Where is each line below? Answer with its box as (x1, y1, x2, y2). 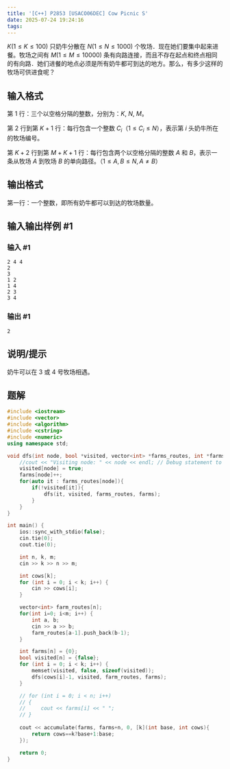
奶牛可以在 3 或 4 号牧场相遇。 (7, 367, 94, 376)
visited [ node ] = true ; (19, 465, 84, 472)
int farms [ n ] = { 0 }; (19, 648, 78, 655)
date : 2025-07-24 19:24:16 (7, 16, 84, 23)
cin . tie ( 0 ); (19, 535, 53, 542)
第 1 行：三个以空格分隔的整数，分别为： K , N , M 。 (7, 110, 149, 118)
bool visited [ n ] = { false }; (19, 655, 99, 661)
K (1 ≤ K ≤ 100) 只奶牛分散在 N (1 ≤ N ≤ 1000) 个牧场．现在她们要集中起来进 (7, 42, 219, 51)
